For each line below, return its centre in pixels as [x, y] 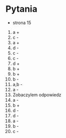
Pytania [22, 9]
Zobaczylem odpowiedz [37, 95]
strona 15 [22, 23]
